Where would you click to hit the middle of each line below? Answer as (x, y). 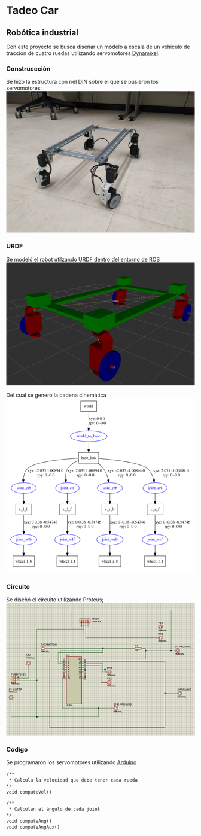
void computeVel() (29, 792)
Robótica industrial (42, 33)
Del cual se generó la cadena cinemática (56, 395)
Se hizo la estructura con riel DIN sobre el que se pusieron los (82, 82)
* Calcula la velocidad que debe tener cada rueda (73, 780)
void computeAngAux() (33, 827)
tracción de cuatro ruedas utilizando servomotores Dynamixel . (83, 53)
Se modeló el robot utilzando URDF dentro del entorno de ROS (83, 259)
